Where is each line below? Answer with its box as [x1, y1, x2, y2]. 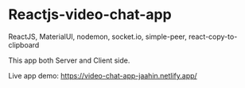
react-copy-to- [188, 32, 238, 41]
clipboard [8, 40, 40, 49]
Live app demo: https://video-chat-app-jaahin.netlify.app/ [8, 71, 197, 80]
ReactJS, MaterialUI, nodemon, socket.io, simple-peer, [8, 32, 187, 41]
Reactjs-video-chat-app [8, 6, 173, 24]
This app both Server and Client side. [8, 55, 130, 65]
